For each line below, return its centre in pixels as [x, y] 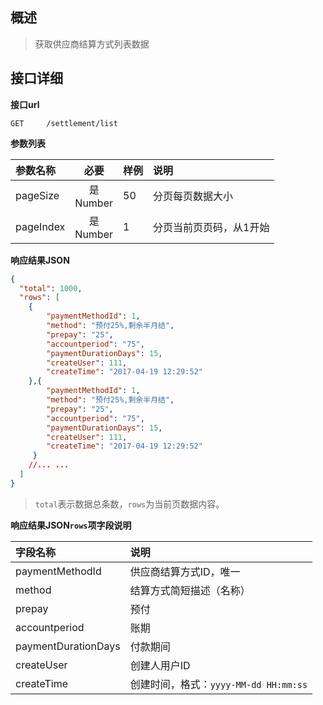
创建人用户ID [160, 665]
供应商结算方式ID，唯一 [185, 571]
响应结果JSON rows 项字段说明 [71, 525]
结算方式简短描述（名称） [190, 590]
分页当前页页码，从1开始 [211, 227]
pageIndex [40, 226]
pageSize [37, 195]
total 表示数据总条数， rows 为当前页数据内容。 [129, 504]
